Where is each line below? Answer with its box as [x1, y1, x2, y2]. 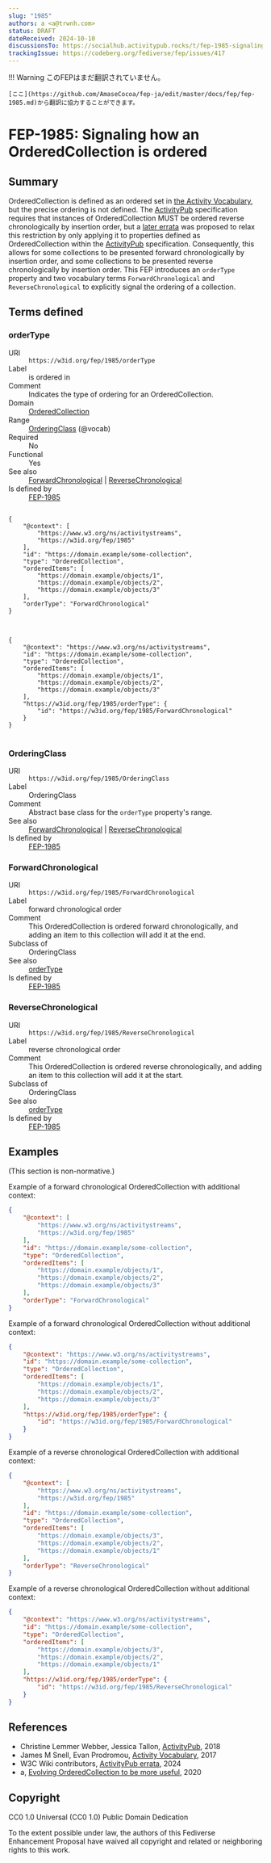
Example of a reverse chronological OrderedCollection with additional [8, 1447, 240, 1458]
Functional [8, 449, 44, 459]
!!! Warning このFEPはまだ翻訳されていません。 [8, 73, 165, 82]
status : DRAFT [8, 27, 56, 35]
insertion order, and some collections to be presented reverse [8, 256, 214, 266]
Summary [8, 174, 59, 188]
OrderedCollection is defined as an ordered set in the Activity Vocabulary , [8, 196, 253, 206]
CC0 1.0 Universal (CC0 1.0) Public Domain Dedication [8, 1812, 189, 1822]
